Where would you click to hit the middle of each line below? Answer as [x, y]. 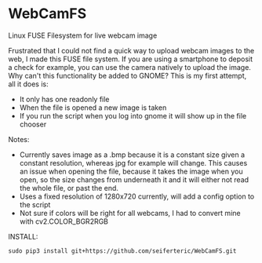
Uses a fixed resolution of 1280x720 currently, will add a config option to [137, 196]
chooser [33, 124]
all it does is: [28, 84]
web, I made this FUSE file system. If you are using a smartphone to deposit [131, 59]
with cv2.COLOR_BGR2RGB [64, 221]
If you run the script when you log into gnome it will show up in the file [133, 115]
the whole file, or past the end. [69, 188]
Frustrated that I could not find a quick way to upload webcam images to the [131, 50]
